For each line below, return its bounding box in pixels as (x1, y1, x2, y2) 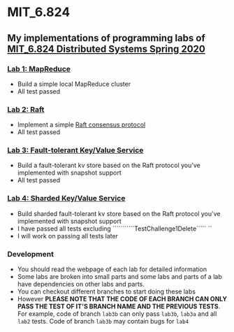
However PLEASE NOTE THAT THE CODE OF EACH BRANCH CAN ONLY (17, 295, 228, 303)
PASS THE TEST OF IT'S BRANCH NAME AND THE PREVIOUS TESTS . (17, 302, 221, 311)
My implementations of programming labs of (7, 32, 206, 44)
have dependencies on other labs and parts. (17, 280, 145, 289)
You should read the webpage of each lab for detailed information (17, 265, 207, 273)
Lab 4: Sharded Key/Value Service (7, 194, 126, 203)
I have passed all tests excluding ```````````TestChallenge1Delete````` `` (17, 224, 212, 233)
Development (7, 249, 54, 259)
